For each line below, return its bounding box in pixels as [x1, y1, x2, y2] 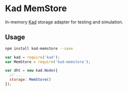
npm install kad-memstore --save [5, 46, 73, 51]
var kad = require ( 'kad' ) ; [5, 55, 60, 60]
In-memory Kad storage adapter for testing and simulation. [5, 19, 124, 25]
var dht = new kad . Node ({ [5, 68, 58, 73]
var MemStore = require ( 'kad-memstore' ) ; [5, 59, 91, 64]
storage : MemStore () [9, 77, 51, 82]
